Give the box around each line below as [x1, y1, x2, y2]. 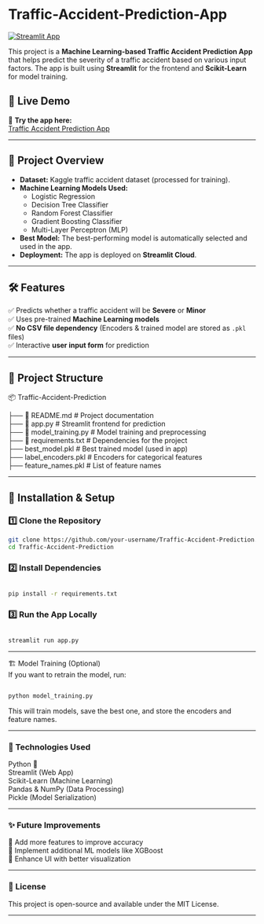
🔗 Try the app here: [8, 115, 72, 125]
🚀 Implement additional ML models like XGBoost [8, 846, 163, 856]
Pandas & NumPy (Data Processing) [8, 784, 124, 794]
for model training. [8, 71, 68, 81]
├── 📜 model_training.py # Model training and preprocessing [8, 427, 207, 437]
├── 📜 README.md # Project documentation [8, 411, 155, 420]
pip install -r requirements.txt [8, 589, 118, 598]
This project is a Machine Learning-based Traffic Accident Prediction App [8, 46, 253, 56]
